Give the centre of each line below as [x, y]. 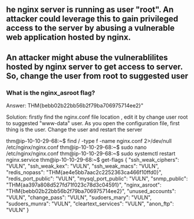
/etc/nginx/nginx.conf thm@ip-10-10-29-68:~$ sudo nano [76, 148]
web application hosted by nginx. [69, 37]
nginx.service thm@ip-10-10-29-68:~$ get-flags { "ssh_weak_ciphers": [93, 160]
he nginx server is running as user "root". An [90, 10]
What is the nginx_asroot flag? [51, 93]
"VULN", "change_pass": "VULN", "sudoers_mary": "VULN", [79, 198]
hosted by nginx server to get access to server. [94, 66]
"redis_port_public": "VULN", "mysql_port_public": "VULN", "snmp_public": [97, 179]
